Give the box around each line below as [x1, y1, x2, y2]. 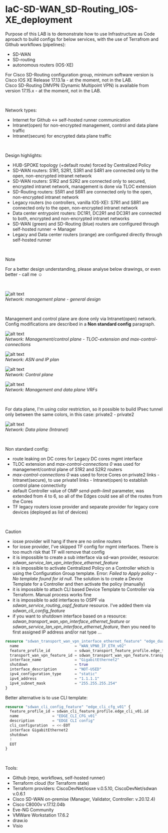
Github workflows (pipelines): [5, 41, 66, 47]
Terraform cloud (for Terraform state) [12, 780, 89, 786]
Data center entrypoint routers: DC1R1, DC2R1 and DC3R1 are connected [12, 210, 161, 216]
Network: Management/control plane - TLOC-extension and [5, 336, 129, 342]
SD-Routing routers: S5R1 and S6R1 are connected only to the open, [12, 188, 152, 194]
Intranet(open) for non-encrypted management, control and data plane [12, 122, 158, 128]
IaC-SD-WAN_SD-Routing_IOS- [5, 4, 138, 15]
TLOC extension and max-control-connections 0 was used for [12, 461, 141, 467]
